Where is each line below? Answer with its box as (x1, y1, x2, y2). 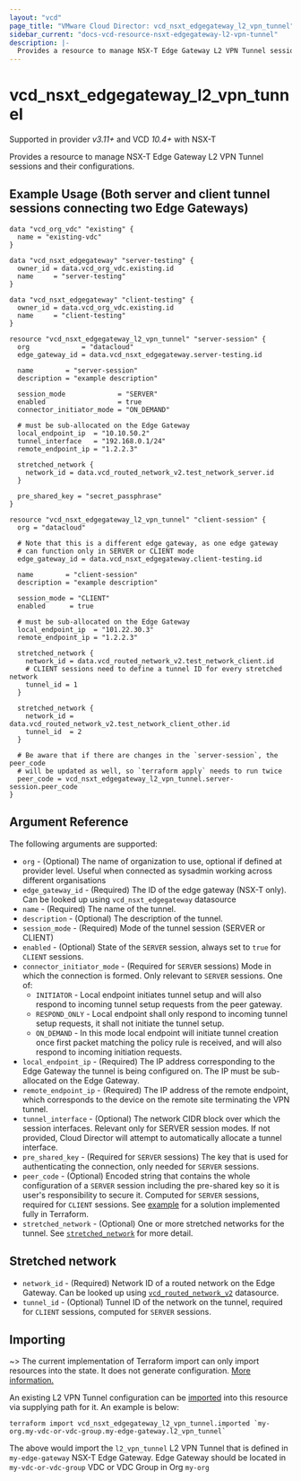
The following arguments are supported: (9, 838, 159, 849)
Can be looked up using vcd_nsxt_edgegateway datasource (21, 894, 236, 905)
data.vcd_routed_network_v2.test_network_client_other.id (9, 719, 230, 728)
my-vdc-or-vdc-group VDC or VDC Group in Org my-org (9, 1462, 210, 1473)
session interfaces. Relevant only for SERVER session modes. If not (21, 1123, 271, 1134)
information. (9, 1375, 55, 1386)
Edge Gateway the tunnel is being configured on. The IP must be (21, 1065, 262, 1076)
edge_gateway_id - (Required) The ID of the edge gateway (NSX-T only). (21, 884, 287, 895)
